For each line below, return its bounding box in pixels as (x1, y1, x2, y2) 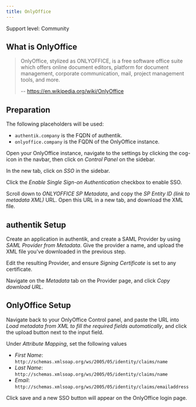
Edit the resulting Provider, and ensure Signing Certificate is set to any (6, 260, 177, 267)
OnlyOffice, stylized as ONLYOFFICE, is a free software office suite (20, 57, 183, 65)
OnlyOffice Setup (6, 300, 71, 310)
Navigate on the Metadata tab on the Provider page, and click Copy (6, 277, 170, 284)
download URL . (6, 284, 44, 291)
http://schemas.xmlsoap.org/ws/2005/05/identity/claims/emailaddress (14, 384, 190, 390)
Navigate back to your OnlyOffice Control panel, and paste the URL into (6, 316, 180, 323)
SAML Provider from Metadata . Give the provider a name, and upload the (6, 242, 184, 249)
